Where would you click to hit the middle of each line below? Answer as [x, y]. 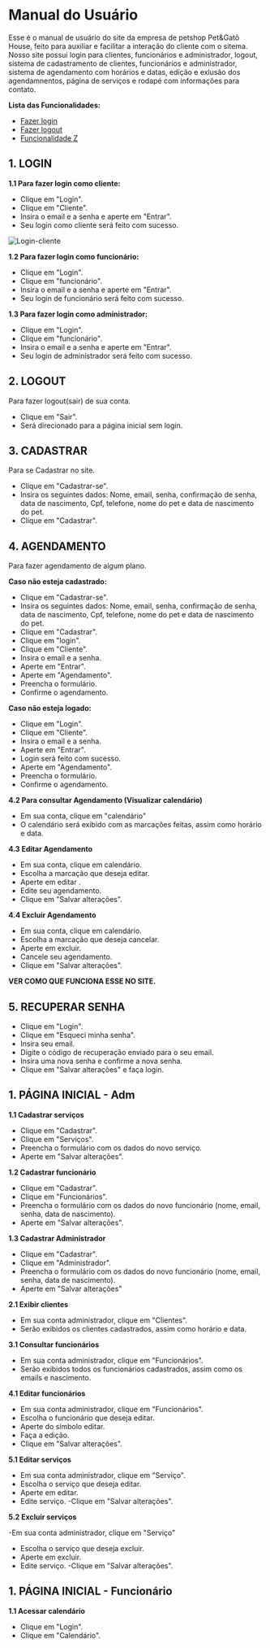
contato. [22, 89]
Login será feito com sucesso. [71, 759]
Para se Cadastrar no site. [52, 470]
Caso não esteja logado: [50, 708]
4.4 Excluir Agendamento [52, 915]
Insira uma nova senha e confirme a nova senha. [101, 1061]
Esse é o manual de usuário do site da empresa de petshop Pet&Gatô [124, 37]
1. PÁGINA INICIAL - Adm [72, 1095]
